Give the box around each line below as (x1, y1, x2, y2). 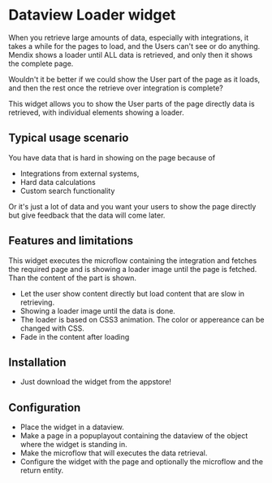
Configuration (8, 401, 81, 415)
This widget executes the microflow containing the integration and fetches (8, 255, 257, 266)
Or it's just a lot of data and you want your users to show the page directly (8, 201, 257, 211)
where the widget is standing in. (19, 440, 127, 450)
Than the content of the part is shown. (8, 273, 136, 283)
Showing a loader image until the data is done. (19, 305, 176, 315)
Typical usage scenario (8, 131, 129, 145)
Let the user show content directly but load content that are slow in (19, 288, 245, 298)
